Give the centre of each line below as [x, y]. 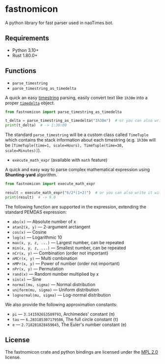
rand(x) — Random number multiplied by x [55, 274]
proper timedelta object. [30, 103]
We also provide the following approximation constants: [61, 304]
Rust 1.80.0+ [25, 55]
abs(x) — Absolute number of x [44, 221]
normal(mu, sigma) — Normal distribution [54, 284]
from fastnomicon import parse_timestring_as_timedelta [63, 112]
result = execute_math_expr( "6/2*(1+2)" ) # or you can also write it [79, 193]
